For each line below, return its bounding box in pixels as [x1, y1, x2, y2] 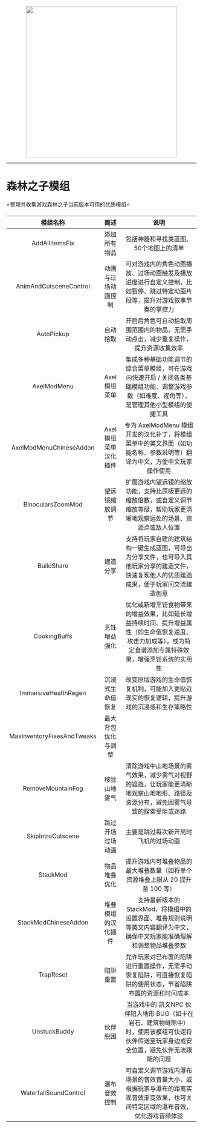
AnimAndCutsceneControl [16, 282, 91, 290]
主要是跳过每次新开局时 [126, 828, 193, 836]
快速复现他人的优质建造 [126, 571, 193, 579]
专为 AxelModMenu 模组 [124, 421, 193, 430]
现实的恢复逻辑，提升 [126, 694, 187, 702]
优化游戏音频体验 [135, 1112, 184, 1120]
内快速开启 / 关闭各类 [126, 373, 186, 382]
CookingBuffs [33, 632, 72, 640]
